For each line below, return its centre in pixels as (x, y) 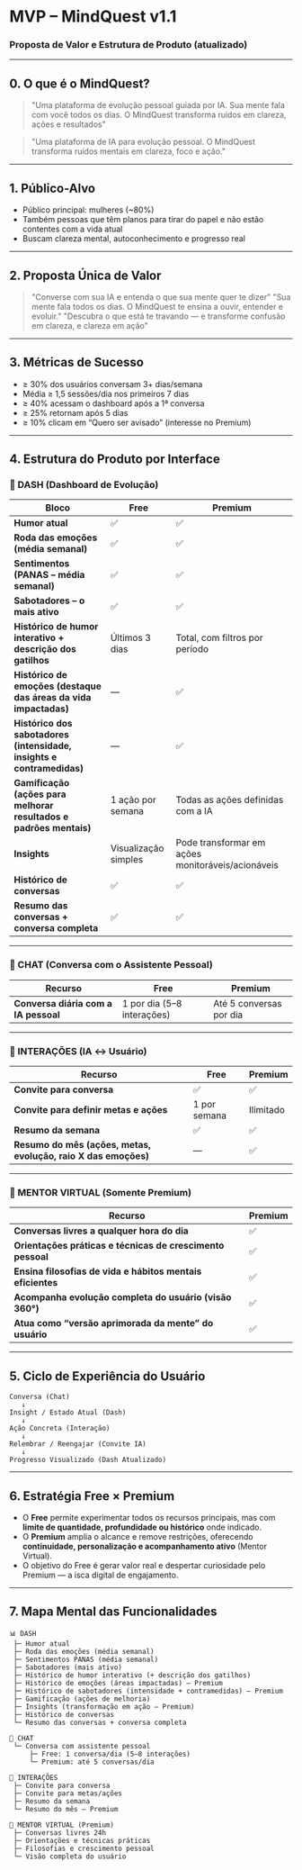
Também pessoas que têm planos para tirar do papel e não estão (143, 220)
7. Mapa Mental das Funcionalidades (113, 1612)
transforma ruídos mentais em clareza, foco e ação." (129, 151)
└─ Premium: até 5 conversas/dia (92, 1762)
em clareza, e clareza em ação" (89, 325)
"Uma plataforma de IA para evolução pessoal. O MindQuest (143, 142)
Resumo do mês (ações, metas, (82, 1145)
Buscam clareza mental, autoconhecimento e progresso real (133, 239)
